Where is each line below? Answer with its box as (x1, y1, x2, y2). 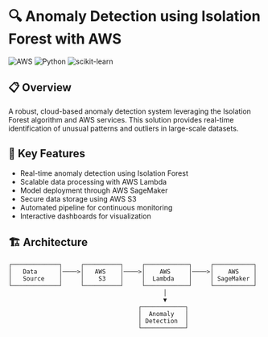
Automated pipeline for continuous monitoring (19, 202, 173, 212)
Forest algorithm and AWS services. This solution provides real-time (8, 114, 234, 124)
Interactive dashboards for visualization (19, 211, 151, 221)
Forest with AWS (8, 30, 122, 48)
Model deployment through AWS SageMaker (19, 185, 168, 195)
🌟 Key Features (8, 147, 86, 160)
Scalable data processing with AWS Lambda (19, 177, 167, 186)
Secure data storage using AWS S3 (19, 193, 137, 203)
